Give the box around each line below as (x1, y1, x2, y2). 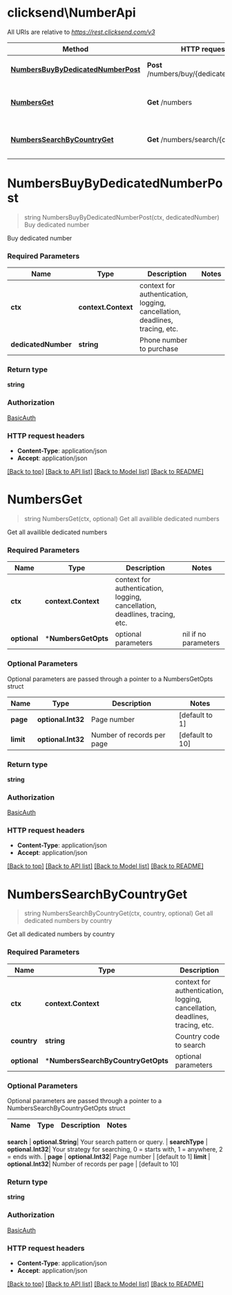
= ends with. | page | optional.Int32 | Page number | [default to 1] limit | (7, 1152, 211, 1161)
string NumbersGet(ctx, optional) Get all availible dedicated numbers (23, 515, 220, 522)
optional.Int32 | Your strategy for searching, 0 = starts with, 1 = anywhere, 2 (7, 1145, 223, 1154)
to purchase (139, 344, 179, 354)
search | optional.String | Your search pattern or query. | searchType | (7, 1138, 209, 1146)
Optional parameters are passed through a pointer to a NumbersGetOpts (7, 674, 213, 683)
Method (61, 44, 89, 53)
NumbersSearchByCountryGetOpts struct (7, 1104, 126, 1113)
